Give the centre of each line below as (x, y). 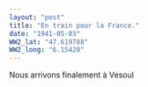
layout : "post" (37, 17)
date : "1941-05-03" (45, 33)
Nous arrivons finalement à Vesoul (72, 75)
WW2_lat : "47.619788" (49, 42)
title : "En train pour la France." (74, 25)
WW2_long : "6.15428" (47, 50)
